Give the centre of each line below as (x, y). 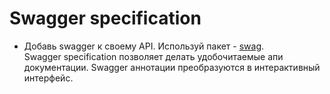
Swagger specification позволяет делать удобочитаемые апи (153, 56)
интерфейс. (48, 78)
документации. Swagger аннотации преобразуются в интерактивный (172, 67)
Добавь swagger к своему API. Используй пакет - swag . (144, 46)
